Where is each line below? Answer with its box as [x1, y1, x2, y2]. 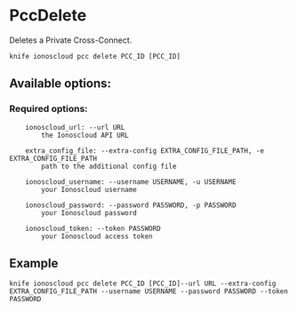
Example [9, 256, 59, 271]
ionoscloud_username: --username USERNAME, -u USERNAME [25, 177, 237, 187]
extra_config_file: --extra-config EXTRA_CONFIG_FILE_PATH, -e [25, 146, 265, 155]
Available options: [9, 76, 112, 92]
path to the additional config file [41, 162, 177, 171]
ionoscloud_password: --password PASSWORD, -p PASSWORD [25, 201, 237, 210]
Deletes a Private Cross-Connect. [9, 35, 132, 45]
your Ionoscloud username [41, 185, 138, 194]
